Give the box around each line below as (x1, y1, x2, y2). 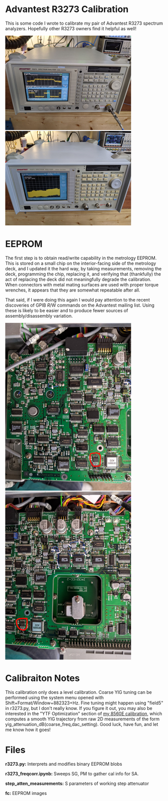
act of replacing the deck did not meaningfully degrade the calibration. (5, 276, 152, 282)
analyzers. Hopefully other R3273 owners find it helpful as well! (5, 25, 137, 31)
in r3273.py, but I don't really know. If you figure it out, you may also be (5, 705, 152, 711)
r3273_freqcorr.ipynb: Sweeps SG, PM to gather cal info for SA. (5, 770, 139, 776)
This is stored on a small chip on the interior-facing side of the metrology (5, 260, 156, 266)
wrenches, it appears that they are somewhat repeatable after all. (5, 287, 140, 293)
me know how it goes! (5, 726, 51, 733)
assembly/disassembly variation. (5, 313, 73, 319)
